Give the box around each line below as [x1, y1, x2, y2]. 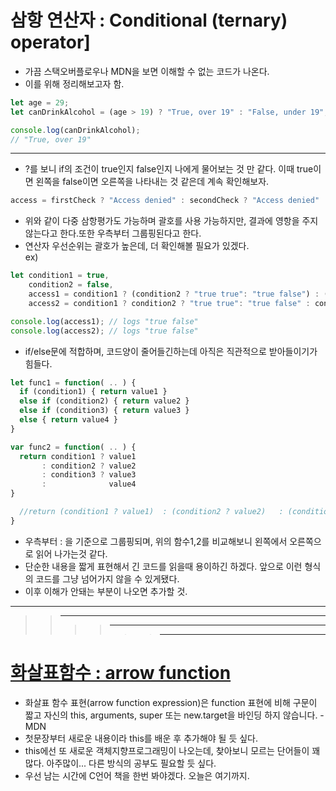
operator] [10, 31, 91, 54]
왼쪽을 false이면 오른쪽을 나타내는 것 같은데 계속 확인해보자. [35, 176, 270, 188]
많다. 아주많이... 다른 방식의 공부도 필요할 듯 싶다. [24, 757, 217, 769]
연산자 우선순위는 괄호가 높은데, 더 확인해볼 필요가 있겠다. [24, 240, 250, 252]
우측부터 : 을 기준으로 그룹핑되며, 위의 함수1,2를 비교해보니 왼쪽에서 [24, 535, 288, 547]
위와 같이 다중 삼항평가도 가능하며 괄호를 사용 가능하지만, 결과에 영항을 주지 [24, 215, 319, 227]
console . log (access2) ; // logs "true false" [10, 326, 199, 336]
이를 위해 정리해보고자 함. [24, 77, 125, 90]
